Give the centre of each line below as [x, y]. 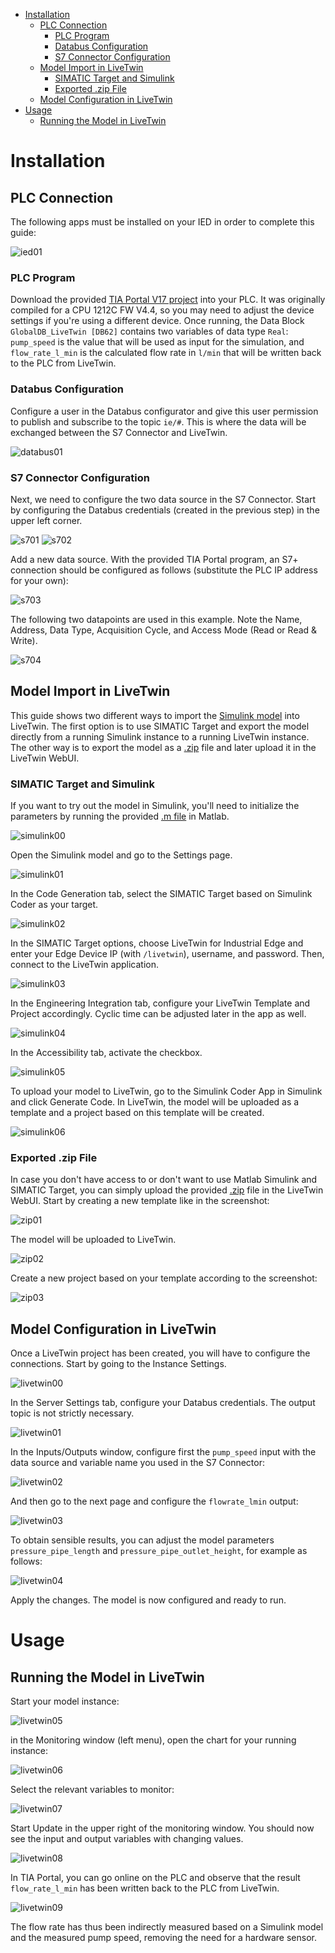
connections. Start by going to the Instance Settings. [118, 1364]
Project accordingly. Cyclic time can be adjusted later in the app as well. [158, 1013]
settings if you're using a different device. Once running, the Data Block [157, 321]
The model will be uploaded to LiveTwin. [93, 1240]
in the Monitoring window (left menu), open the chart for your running [153, 1740]
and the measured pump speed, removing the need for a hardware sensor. [163, 1938]
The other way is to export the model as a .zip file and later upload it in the [163, 747]
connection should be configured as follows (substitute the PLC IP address [164, 570]
